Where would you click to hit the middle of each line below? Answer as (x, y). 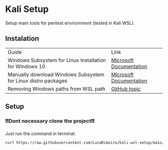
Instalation (22, 39)
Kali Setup (27, 9)
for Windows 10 (27, 66)
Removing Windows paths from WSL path (57, 89)
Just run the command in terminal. (40, 134)
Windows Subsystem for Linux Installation (57, 60)
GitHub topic (126, 89)
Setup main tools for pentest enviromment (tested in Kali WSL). (70, 23)
